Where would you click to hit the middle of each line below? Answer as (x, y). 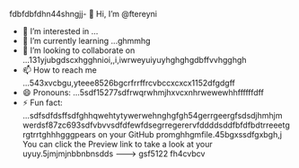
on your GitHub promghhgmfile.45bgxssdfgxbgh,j (190, 134)
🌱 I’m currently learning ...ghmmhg (86, 41)
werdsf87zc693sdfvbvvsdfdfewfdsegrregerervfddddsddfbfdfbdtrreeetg (156, 125)
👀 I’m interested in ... (60, 31)
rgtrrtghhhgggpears (59, 134)
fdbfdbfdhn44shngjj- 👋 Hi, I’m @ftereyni (83, 14)
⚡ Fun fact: (42, 102)
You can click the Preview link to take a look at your (117, 144)
